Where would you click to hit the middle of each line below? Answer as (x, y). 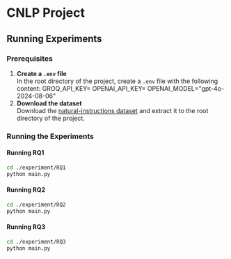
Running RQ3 (26, 227)
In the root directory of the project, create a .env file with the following (117, 81)
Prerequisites (30, 59)
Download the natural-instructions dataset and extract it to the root (112, 110)
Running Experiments (54, 39)
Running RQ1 (25, 153)
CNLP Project (46, 13)
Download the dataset (49, 103)
